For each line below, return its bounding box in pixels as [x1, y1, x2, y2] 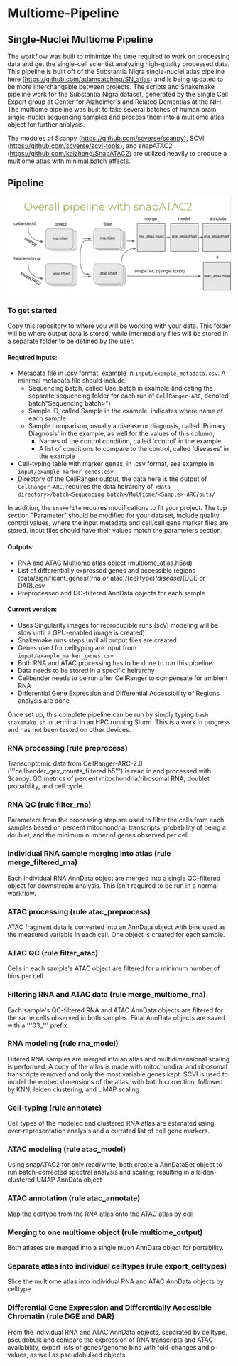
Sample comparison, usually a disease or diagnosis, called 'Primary [28, 422, 226, 430]
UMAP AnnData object [36, 1175, 102, 1184]
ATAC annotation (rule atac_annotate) [7, 1193, 141, 1203]
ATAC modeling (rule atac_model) [7, 1144, 126, 1154]
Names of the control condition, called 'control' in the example [38, 437, 222, 445]
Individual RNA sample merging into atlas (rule [7, 849, 171, 859]
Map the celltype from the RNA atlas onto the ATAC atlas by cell [7, 1209, 194, 1218]
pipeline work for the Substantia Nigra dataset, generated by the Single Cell [7, 90, 229, 98]
